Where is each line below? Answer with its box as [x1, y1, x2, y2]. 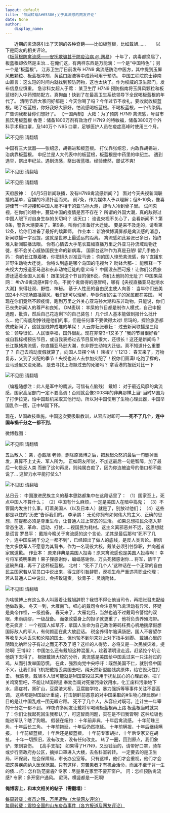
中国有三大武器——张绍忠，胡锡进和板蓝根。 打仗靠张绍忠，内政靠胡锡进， [5, 145, 162, 151]
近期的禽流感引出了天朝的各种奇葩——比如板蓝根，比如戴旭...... [14, 41, 146, 47]
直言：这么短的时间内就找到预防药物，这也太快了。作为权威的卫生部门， [9, 79, 160, 85]
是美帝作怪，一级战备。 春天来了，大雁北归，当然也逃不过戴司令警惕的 [5, 609, 153, 615]
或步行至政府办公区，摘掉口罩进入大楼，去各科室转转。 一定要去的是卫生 [5, 749, 157, 755]
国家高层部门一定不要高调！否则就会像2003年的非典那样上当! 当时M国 [14, 390, 160, 396]
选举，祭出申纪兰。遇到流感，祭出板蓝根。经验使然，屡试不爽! [5, 158, 136, 164]
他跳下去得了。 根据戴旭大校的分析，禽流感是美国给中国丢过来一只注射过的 [5, 654, 162, 660]
